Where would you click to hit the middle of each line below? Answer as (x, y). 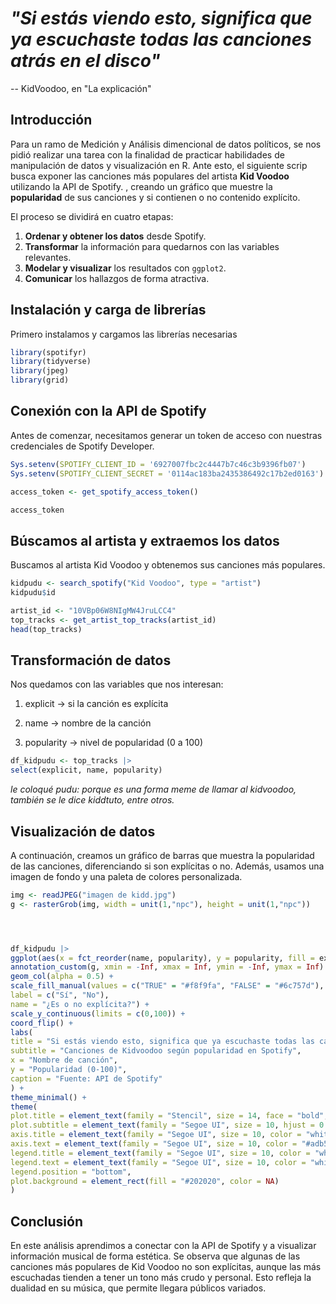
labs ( (21, 1032)
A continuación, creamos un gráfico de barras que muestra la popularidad (162, 855)
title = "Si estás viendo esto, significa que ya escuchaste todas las (162, 1042)
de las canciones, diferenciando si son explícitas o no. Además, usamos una (167, 866)
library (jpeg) (40, 371)
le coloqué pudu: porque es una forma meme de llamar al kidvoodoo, (153, 789)
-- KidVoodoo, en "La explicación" (81, 88)
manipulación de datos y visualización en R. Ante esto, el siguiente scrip (159, 165)
